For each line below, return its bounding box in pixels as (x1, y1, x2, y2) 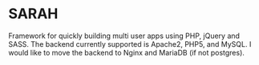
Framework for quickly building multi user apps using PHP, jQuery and (8, 31, 241, 40)
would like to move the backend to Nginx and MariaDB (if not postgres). (8, 48, 245, 57)
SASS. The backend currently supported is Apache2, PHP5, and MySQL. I (8, 39, 252, 48)
